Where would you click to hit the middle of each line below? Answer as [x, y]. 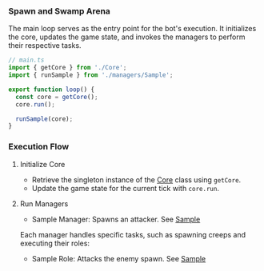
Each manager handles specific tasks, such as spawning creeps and [133, 234]
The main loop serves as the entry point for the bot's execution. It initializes [132, 29]
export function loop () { [51, 90]
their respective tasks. [45, 46]
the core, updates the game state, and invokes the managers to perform [127, 37]
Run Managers [44, 203]
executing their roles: [55, 243]
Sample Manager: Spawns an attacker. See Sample [116, 219]
